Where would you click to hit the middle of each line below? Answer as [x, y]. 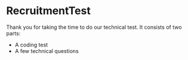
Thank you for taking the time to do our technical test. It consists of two [94, 27]
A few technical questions [47, 51]
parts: [13, 33]
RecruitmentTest [48, 11]
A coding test [31, 45]
